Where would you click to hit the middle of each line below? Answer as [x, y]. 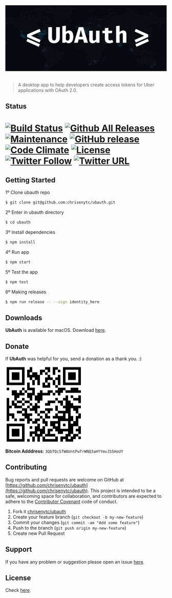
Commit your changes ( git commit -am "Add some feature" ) [76, 522]
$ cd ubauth [18, 222]
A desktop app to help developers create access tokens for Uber [86, 85]
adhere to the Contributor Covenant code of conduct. [61, 501]
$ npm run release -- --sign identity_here [52, 302]
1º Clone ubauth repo [28, 193]
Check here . [18, 590]
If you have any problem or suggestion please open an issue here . [75, 562]
